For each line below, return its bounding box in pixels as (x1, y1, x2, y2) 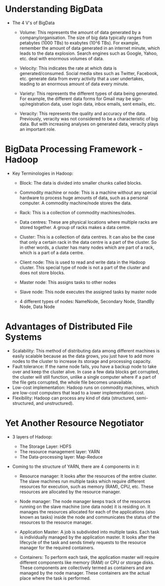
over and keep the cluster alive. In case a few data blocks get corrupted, (12, 369, 159, 375)
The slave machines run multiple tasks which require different (19, 478, 145, 484)
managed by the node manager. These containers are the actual (19, 570, 150, 576)
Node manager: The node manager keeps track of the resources (19, 498, 151, 504)
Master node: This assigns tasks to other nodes (19, 279, 117, 285)
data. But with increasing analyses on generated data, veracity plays (19, 121, 159, 127)
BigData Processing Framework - (5, 144, 143, 155)
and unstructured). (35, 400, 74, 406)
